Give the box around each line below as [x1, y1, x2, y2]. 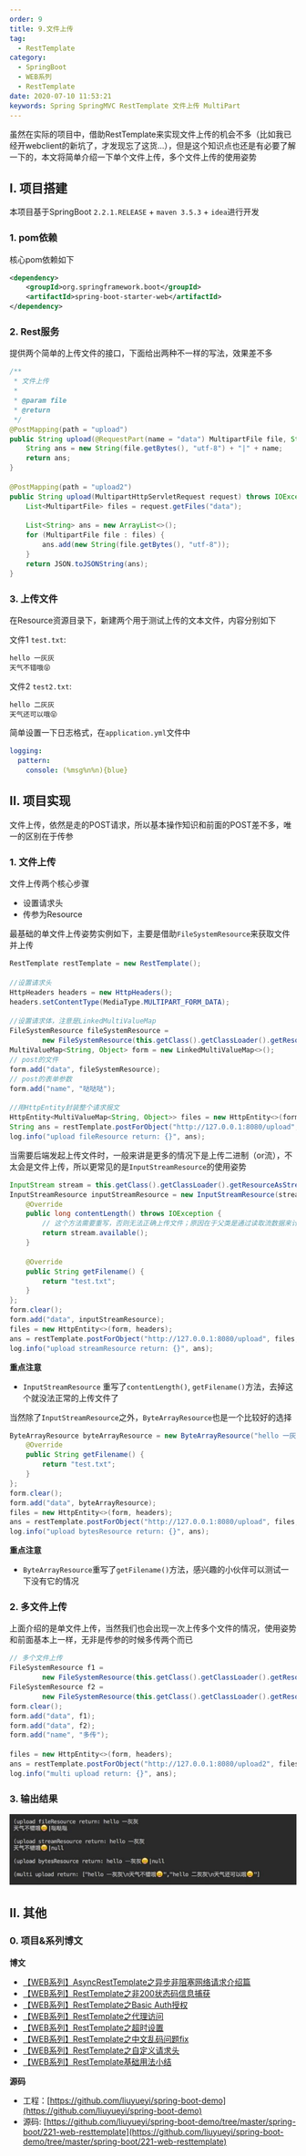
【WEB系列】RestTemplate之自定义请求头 [22, 2045, 180, 2056]
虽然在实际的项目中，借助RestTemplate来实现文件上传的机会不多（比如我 [9, 129, 284, 139]
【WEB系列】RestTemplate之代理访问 [22, 2010, 164, 2021]
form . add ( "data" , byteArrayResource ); [9, 1498, 157, 1508]
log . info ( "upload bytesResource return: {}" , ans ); [9, 1527, 209, 1536]
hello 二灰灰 [9, 700, 55, 709]
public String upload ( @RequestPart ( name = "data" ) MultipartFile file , [9, 434, 287, 444]
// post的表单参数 [9, 1074, 73, 1084]
